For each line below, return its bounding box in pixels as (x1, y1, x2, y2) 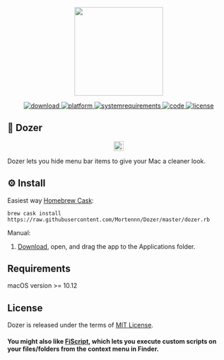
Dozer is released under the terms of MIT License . (7, 321, 154, 330)
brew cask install (7, 210, 61, 217)
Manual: (7, 228, 31, 237)
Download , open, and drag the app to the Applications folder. (17, 242, 196, 251)
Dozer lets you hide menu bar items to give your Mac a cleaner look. (7, 157, 206, 165)
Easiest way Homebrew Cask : (7, 196, 94, 205)
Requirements (7, 263, 71, 275)
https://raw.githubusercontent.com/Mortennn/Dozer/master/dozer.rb (7, 216, 211, 223)
